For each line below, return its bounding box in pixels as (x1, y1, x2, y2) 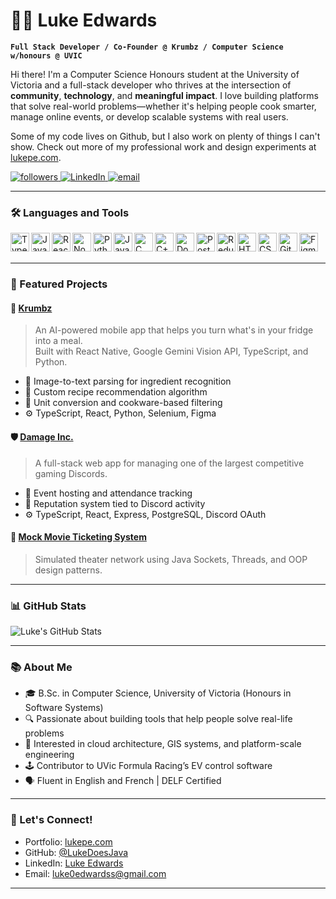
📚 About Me (10, 660, 73, 674)
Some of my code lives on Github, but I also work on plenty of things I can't (10, 130, 321, 142)
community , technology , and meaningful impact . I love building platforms (10, 89, 319, 101)
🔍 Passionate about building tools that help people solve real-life (24, 713, 293, 725)
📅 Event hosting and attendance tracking (24, 487, 193, 499)
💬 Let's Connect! (10, 813, 93, 827)
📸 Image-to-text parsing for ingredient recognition (24, 375, 232, 388)
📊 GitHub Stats (10, 599, 87, 613)
